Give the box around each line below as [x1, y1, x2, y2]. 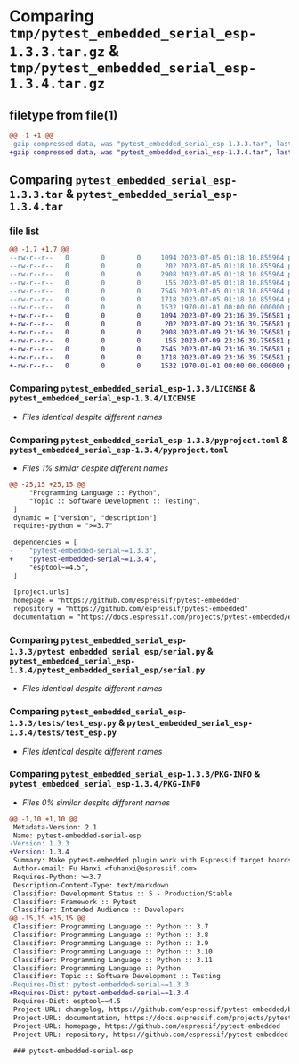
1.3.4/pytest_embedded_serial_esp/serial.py [9, 664, 206, 675]
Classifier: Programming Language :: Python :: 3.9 [12, 938, 209, 947]
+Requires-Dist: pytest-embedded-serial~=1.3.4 [9, 988, 190, 998]
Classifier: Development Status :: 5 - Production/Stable [12, 889, 233, 898]
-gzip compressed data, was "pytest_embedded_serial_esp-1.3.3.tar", [9, 139, 273, 148]
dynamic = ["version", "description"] [12, 513, 158, 523]
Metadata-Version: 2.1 [12, 822, 98, 831]
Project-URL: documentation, [12, 1013, 122, 1022]
